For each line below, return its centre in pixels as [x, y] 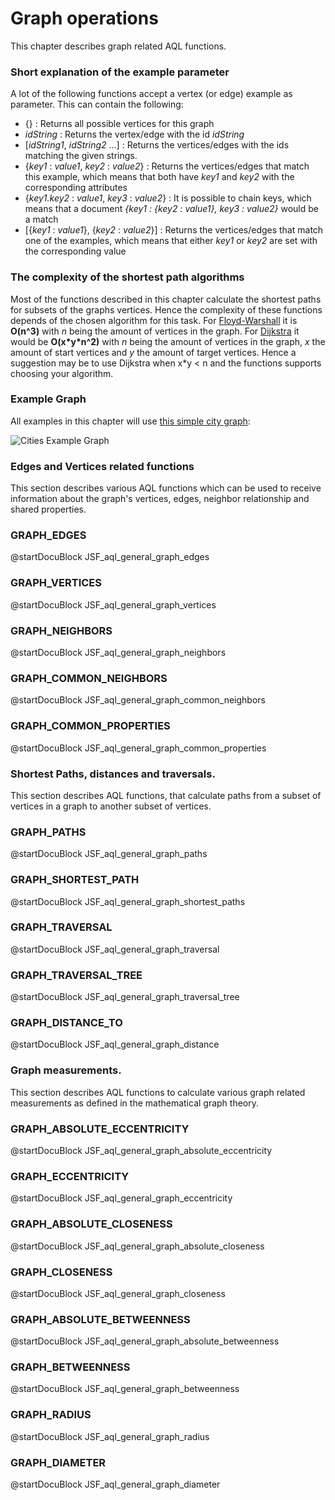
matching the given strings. [81, 156]
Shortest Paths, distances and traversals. [113, 774]
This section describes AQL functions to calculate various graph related [158, 1092]
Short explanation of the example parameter [120, 72]
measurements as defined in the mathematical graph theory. [135, 1103]
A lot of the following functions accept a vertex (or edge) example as [151, 94]
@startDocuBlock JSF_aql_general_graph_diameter [115, 1484]
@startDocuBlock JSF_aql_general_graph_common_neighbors [138, 700]
